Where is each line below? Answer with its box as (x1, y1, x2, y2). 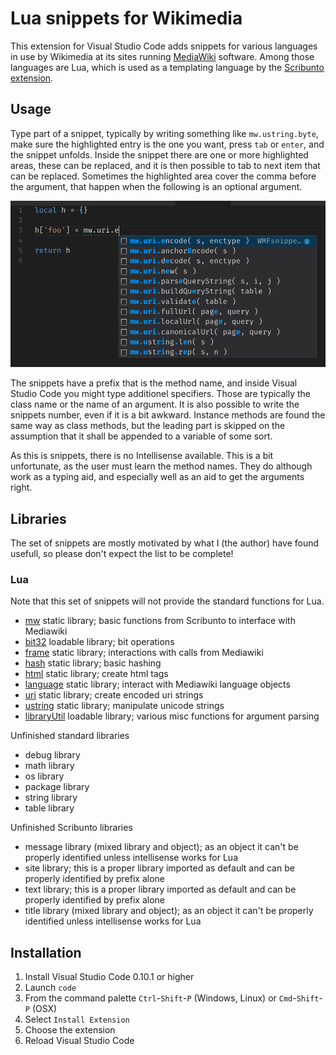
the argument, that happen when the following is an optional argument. (10, 180, 303, 192)
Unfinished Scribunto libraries (10, 822, 133, 834)
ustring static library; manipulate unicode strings (24, 700, 225, 712)
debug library (24, 749, 81, 761)
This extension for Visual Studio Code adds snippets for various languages (10, 40, 318, 52)
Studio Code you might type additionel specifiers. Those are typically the (10, 388, 312, 400)
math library (24, 760, 75, 772)
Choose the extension (24, 1024, 116, 1036)
